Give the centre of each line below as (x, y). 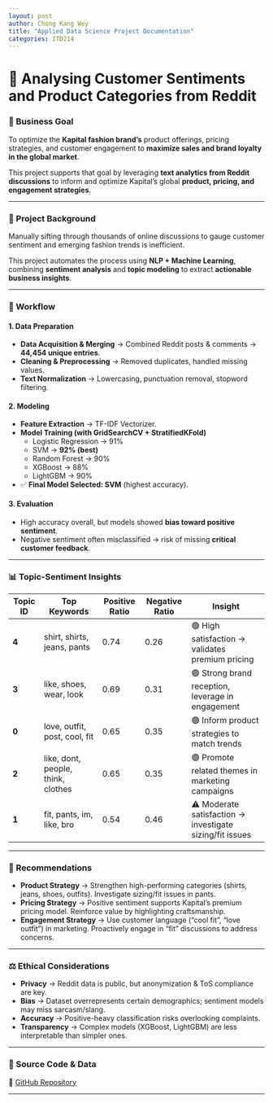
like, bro (59, 825)
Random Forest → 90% (71, 459)
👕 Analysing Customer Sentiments (127, 79)
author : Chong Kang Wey (49, 24)
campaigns (212, 790)
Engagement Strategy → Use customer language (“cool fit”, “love (130, 920)
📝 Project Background (52, 218)
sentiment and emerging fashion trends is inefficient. (97, 245)
